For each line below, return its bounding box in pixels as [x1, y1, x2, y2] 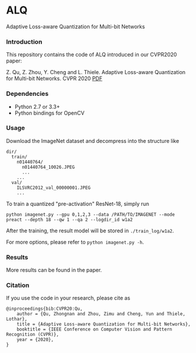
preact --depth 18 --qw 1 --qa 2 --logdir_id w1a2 [6, 217, 133, 222]
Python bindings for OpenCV [14, 109, 85, 116]
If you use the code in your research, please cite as [6, 295, 131, 302]
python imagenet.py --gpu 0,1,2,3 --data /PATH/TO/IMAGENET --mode [6, 211, 175, 218]
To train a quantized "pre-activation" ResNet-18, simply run [6, 200, 150, 207]
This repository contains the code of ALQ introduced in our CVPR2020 [6, 51, 177, 58]
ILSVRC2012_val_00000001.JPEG [16, 185, 91, 191]
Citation [6, 281, 29, 289]
